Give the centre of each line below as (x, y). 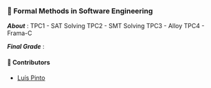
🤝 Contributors (29, 62)
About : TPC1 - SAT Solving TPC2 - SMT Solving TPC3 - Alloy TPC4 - (106, 26)
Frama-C (20, 33)
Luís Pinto (31, 78)
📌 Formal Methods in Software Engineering (80, 11)
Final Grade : (26, 47)
